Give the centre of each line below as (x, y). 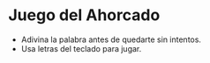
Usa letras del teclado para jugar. (81, 48)
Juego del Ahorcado (84, 15)
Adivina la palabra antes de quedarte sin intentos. (111, 39)
